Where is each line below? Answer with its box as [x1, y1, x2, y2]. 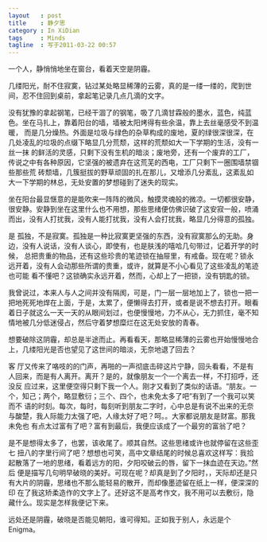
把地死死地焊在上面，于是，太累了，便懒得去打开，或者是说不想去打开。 [8, 298, 245, 307]
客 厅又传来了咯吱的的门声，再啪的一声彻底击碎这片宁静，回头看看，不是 [8, 361, 247, 371]
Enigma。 [8, 524, 40, 534]
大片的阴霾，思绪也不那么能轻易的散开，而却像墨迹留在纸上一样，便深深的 [14, 478, 259, 488]
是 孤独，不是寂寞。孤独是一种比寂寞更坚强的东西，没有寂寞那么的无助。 [8, 232, 247, 241]
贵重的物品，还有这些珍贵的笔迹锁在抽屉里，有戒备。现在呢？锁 [37, 252, 247, 261]
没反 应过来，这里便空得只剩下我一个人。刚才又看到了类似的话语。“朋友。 [8, 381, 250, 391]
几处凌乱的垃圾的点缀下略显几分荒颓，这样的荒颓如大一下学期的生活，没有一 [8, 138, 259, 147]
